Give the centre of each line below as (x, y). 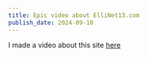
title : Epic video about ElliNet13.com (74, 15)
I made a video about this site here (65, 45)
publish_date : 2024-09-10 (51, 23)
